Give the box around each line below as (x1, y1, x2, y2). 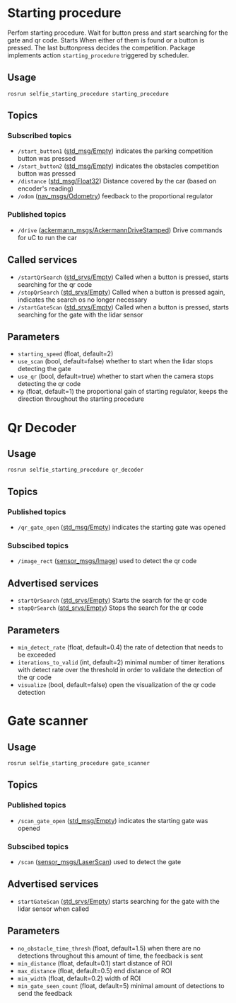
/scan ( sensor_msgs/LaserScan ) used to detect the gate (17, 857, 182, 866)
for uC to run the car (17, 233, 78, 242)
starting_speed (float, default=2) (17, 349, 114, 358)
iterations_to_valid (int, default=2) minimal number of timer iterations (17, 657, 225, 667)
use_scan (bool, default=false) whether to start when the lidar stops (17, 357, 213, 365)
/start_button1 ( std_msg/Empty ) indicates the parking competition (17, 147, 213, 155)
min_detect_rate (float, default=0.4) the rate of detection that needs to (17, 642, 224, 651)
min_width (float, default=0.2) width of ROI (17, 974, 141, 982)
